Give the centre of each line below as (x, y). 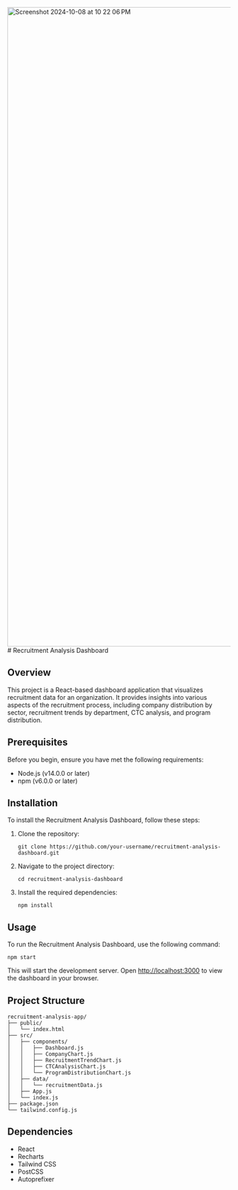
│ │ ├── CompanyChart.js (50, 1054)
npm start (22, 958)
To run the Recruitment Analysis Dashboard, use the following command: (114, 944)
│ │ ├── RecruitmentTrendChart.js (64, 1061)
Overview (29, 672)
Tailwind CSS (37, 1164)
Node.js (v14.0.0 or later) (53, 773)
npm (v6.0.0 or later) (47, 781)
